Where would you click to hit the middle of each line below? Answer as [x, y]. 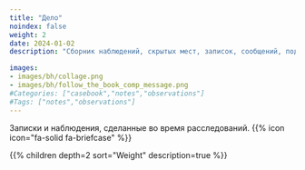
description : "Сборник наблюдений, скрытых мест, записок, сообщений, [146, 52]
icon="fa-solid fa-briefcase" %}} [71, 137]
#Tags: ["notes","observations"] [73, 102]
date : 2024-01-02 [42, 43]
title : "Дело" [36, 18]
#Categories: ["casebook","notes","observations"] [107, 93]
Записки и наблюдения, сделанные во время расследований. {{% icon [147, 127]
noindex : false [38, 26]
